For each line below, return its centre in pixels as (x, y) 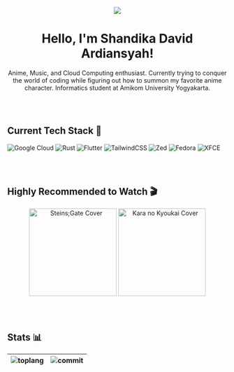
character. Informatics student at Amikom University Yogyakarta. (117, 88)
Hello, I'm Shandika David (117, 39)
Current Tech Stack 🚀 (54, 131)
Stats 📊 (25, 337)
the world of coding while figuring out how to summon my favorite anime (117, 80)
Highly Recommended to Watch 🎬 (82, 192)
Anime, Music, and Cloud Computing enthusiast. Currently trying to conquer (117, 73)
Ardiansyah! (117, 54)
